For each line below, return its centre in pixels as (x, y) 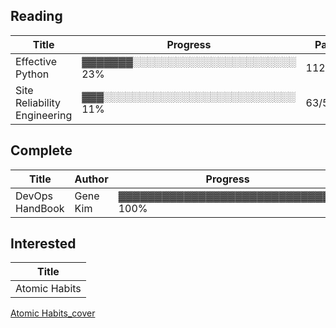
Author (91, 179)
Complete (41, 150)
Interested (43, 244)
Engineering (44, 115)
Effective (36, 61)
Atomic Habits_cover (53, 313)
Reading (36, 16)
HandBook (40, 208)
